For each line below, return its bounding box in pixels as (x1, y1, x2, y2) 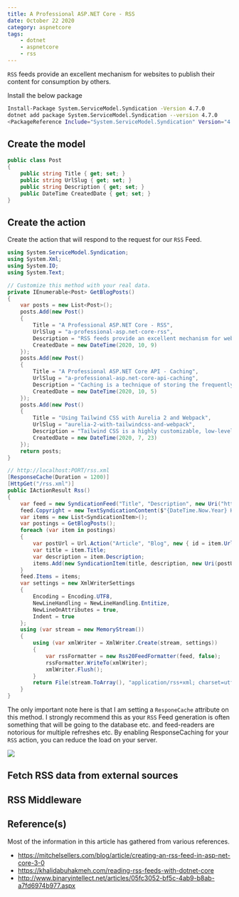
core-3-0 (17, 858, 45, 867)
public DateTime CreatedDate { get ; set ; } (20, 190, 152, 197)
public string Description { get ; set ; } (20, 183, 144, 190)
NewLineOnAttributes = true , (33, 606, 119, 613)
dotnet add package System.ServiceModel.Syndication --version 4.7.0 (7, 111, 218, 118)
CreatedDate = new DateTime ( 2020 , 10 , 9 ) (33, 342, 158, 349)
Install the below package (7, 91, 83, 100)
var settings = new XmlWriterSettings (20, 580, 135, 587)
